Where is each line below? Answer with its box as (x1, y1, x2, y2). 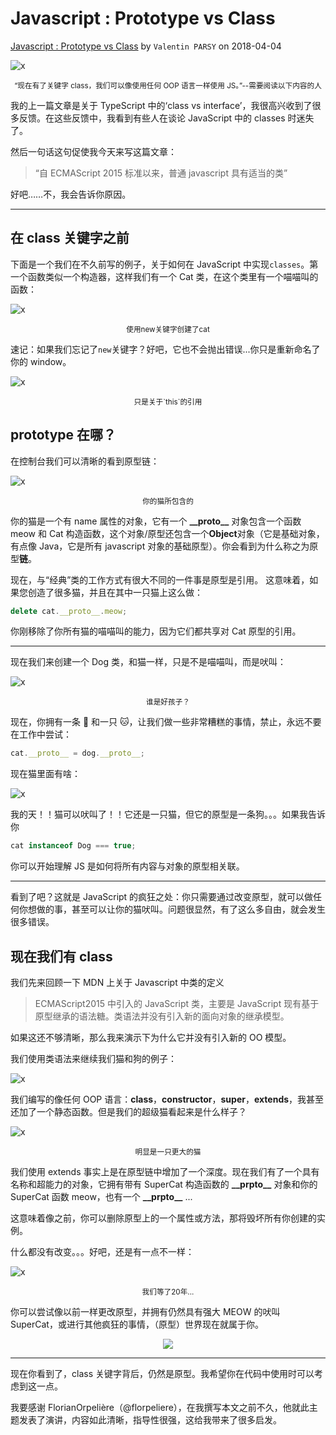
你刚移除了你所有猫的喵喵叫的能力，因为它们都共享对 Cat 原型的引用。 (10, 625, 302, 637)
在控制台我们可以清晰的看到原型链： (10, 455, 160, 467)
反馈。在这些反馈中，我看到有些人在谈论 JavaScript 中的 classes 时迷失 (18, 112, 315, 124)
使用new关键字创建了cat (126, 324, 210, 334)
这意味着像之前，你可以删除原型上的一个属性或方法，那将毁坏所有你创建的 (10, 1212, 317, 1224)
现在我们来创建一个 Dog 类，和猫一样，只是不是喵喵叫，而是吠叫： (10, 656, 287, 668)
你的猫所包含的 (142, 496, 194, 506)
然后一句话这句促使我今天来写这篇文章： (10, 145, 177, 157)
